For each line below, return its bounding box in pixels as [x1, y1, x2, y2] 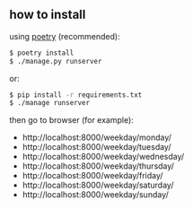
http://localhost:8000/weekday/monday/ [22, 132, 172, 143]
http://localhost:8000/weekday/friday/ [22, 170, 163, 181]
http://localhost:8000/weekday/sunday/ [22, 189, 169, 200]
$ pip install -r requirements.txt [9, 90, 143, 100]
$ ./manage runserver [9, 99, 91, 108]
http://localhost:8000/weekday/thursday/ [22, 161, 175, 171]
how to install [9, 7, 86, 22]
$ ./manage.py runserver [9, 57, 102, 65]
